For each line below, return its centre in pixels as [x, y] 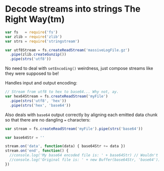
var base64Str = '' [25, 137]
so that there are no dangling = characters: [48, 120]
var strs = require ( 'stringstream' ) [42, 41]
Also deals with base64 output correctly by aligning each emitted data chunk [81, 115]
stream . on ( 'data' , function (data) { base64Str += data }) [65, 146]
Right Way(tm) [35, 19]
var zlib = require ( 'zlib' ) [34, 37]
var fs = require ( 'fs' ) [31, 32]
